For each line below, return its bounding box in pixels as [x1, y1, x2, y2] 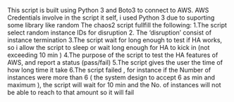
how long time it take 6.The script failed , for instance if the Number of [7, 66, 211, 74]
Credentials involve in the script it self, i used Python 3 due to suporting [7, 13, 215, 22]
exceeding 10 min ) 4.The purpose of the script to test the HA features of [7, 51, 218, 59]
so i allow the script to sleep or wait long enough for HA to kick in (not [7, 44, 210, 51]
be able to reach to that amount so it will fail [7, 88, 135, 96]
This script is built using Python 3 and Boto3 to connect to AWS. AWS [7, 6, 209, 14]
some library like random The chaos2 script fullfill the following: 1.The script [7, 21, 228, 29]
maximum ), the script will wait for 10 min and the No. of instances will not [7, 81, 221, 89]
